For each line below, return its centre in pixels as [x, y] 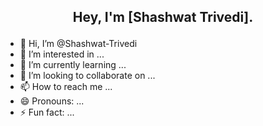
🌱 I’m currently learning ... [73, 65]
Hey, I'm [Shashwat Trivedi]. [163, 17]
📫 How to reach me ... [66, 87]
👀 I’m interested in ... [62, 54]
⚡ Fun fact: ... [47, 112]
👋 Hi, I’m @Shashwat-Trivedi [78, 44]
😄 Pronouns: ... [52, 101]
